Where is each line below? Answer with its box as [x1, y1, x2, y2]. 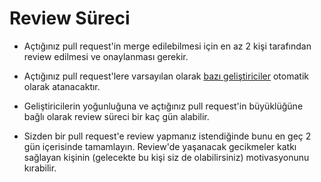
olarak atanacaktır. [23, 80, 101, 92]
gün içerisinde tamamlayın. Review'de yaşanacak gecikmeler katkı [23, 140, 297, 152]
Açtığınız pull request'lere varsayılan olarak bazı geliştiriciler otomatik [23, 70, 309, 82]
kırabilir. [23, 162, 57, 174]
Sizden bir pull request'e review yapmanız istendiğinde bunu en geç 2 [23, 130, 312, 142]
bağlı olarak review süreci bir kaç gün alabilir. [23, 110, 210, 122]
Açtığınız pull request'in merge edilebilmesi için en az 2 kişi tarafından [23, 40, 312, 52]
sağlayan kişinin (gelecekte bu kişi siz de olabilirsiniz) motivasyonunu [23, 151, 310, 163]
